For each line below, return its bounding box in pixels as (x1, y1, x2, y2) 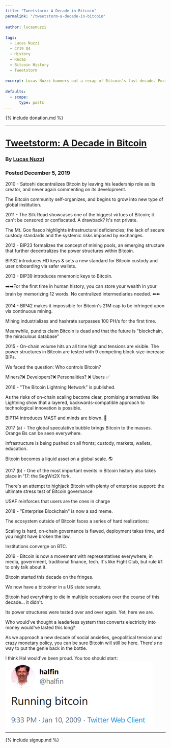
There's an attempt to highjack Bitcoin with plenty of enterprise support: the (5, 483, 164, 489)
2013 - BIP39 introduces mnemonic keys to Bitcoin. (5, 273, 113, 279)
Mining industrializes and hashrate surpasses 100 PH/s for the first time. (5, 318, 157, 324)
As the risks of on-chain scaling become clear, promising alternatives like (5, 394, 159, 400)
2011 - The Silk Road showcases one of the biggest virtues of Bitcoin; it (5, 211, 154, 217)
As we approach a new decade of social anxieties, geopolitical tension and (5, 634, 162, 640)
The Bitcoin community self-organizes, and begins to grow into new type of (5, 196, 164, 202)
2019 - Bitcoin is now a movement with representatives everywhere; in (5, 553, 153, 559)
